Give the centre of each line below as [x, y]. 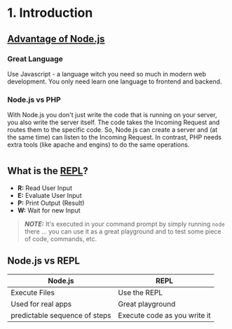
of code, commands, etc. [61, 239]
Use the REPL [141, 293]
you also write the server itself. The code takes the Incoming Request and [114, 122]
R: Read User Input [45, 188]
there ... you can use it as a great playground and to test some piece [123, 231]
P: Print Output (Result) [51, 203]
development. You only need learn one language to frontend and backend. [115, 81]
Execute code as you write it [165, 315]
